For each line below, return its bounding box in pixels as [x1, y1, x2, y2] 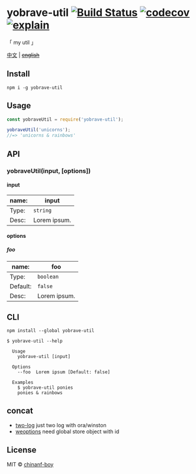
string [33, 207, 52, 214]
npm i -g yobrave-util [7, 85, 63, 91]
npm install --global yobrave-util [7, 328, 95, 334]
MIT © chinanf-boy [7, 460, 54, 467]
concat [7, 406, 33, 416]
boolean [37, 273, 59, 280]
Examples [12, 379, 34, 386]
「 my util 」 [7, 38, 37, 46]
